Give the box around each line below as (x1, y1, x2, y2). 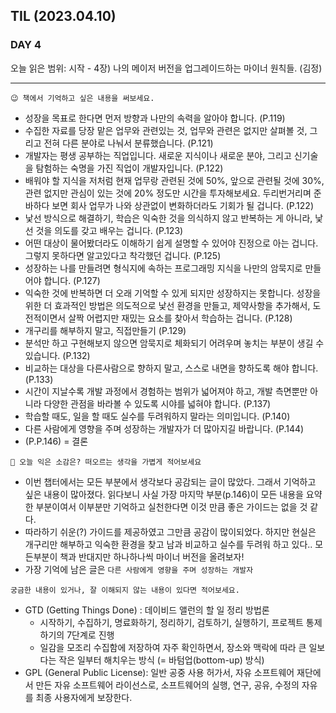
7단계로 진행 (66, 629, 115, 641)
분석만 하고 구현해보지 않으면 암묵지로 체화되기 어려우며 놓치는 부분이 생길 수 (24, 337, 325, 349)
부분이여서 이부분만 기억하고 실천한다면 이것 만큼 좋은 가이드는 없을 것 (35, 500, 308, 513)
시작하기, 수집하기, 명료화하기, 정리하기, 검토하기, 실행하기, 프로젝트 (39, 616, 304, 628)
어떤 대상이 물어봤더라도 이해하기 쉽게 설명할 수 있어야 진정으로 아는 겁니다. (24, 237, 319, 249)
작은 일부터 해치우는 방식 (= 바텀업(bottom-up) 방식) (58, 654, 265, 666)
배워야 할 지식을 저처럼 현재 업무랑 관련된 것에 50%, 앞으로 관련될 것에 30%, (24, 174, 325, 186)
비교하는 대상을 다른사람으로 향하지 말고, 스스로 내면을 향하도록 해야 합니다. (24, 362, 319, 374)
